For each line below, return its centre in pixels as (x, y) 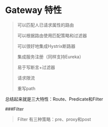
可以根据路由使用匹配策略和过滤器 (52, 35)
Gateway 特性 (33, 10)
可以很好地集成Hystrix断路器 (46, 46)
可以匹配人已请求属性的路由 (46, 25)
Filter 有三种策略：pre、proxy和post (54, 119)
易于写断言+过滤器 (36, 67)
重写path (26, 88)
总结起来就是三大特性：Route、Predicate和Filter (54, 99)
